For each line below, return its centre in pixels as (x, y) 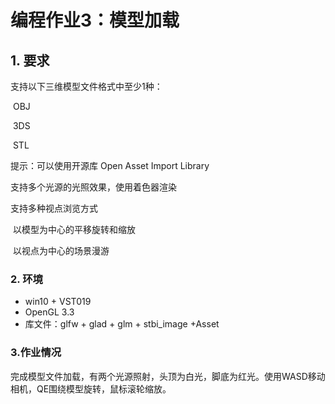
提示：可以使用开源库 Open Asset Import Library (110, 165)
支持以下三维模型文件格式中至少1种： (86, 86)
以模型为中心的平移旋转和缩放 (74, 229)
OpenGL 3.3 (49, 312)
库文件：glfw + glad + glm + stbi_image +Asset (122, 324)
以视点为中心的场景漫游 (61, 250)
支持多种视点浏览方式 (54, 208)
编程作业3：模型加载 (95, 20)
